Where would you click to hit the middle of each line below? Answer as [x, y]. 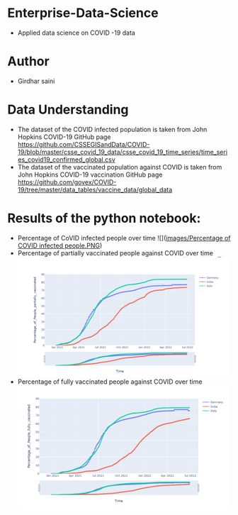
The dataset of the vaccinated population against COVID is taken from [120, 167]
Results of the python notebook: [104, 218]
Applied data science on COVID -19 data [76, 33]
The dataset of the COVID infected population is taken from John [112, 129]
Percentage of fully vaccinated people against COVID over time [110, 382]
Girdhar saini [36, 81]
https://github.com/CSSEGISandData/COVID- [84, 144]
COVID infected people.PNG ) [60, 245]
